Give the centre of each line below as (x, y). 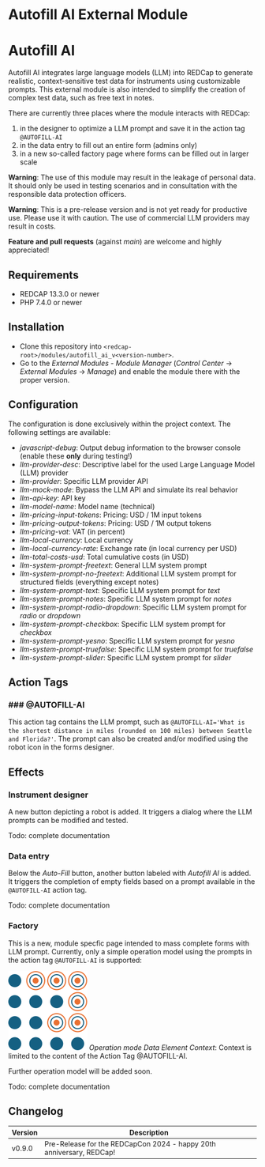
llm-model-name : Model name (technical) (87, 506)
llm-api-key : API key (52, 498)
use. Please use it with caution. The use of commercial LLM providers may (129, 218)
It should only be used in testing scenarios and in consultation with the (123, 186)
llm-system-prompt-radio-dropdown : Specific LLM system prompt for (133, 607)
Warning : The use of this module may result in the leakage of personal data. (132, 178)
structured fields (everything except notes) (89, 582)
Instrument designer (49, 795)
